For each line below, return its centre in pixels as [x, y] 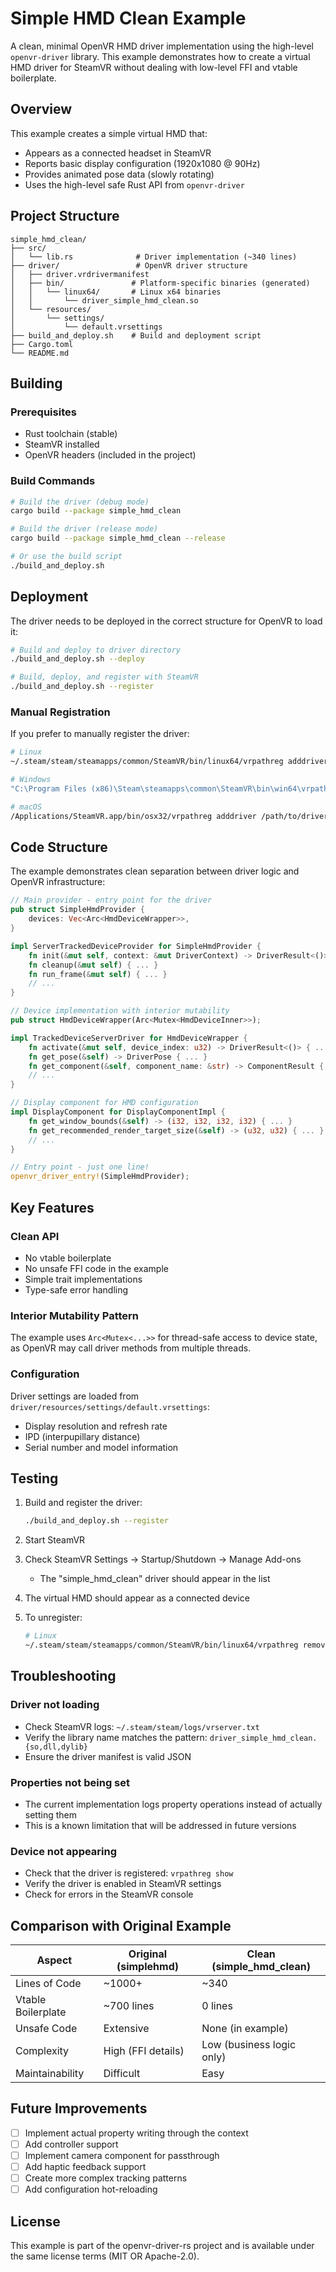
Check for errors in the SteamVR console [109, 1894]
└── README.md [40, 353]
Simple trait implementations [83, 1279]
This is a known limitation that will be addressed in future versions [160, 1825]
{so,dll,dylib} [56, 1747]
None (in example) [245, 2029]
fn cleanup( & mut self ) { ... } [93, 965]
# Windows [31, 780]
